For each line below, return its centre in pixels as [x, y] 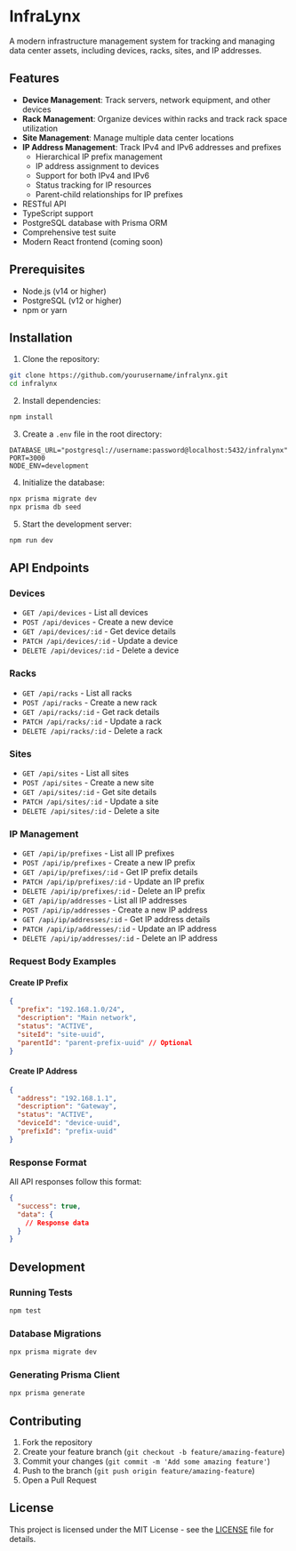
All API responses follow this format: [76, 1182]
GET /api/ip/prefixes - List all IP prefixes [98, 853]
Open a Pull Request [60, 1480]
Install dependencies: [61, 401]
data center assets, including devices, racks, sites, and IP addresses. [136, 50]
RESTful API [44, 204]
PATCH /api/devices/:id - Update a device [100, 641]
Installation [41, 338]
